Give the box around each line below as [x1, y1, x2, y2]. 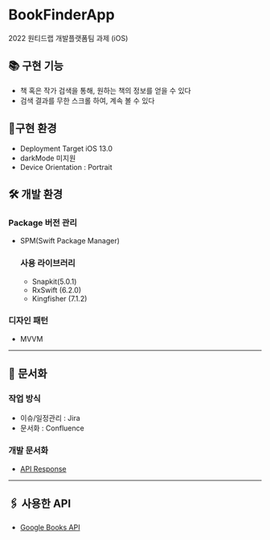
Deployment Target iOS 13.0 [19, 143, 112, 153]
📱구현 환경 [8, 122, 58, 135]
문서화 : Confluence [19, 423, 84, 433]
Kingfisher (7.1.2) [31, 293, 88, 303]
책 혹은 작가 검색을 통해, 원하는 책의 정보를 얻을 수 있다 [19, 85, 191, 95]
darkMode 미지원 [19, 153, 76, 163]
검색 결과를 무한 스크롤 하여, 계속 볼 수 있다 [19, 95, 155, 106]
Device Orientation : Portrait [19, 162, 112, 172]
